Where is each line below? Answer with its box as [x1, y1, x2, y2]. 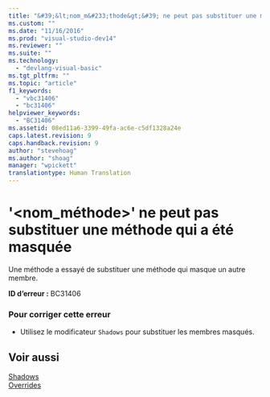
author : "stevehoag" [8, 147, 78, 155]
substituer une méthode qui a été [8, 221, 235, 239]
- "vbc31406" [15, 94, 59, 102]
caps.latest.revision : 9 [8, 131, 92, 139]
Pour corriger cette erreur [8, 308, 111, 320]
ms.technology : [8, 57, 59, 65]
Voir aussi [8, 350, 59, 364]
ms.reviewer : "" [8, 42, 63, 50]
